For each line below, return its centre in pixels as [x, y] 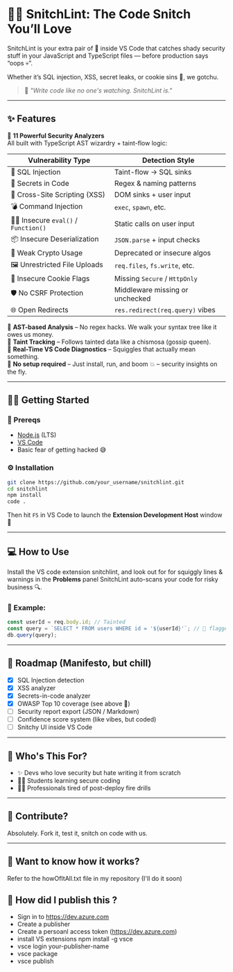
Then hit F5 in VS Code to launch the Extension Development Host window [115, 515]
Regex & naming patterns [155, 183]
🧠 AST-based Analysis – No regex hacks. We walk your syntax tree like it [112, 327]
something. [23, 356]
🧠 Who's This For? [48, 756]
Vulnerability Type [59, 160]
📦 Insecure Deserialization [55, 239]
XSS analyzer [36, 687]
